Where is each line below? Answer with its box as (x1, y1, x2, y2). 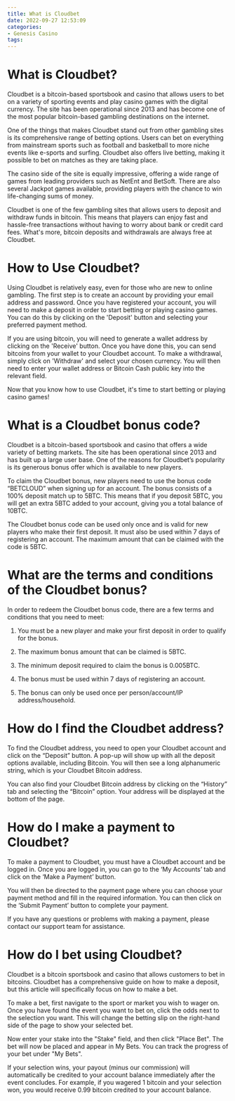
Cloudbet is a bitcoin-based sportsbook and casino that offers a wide (7, 440, 208, 449)
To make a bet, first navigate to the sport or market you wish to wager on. (7, 998, 220, 1007)
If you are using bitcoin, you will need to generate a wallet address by (7, 335, 208, 342)
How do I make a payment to (7, 820, 175, 835)
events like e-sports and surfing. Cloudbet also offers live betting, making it (7, 148, 225, 157)
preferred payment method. (7, 321, 88, 329)
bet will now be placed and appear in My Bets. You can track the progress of (7, 1042, 229, 1050)
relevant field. (7, 372, 47, 380)
